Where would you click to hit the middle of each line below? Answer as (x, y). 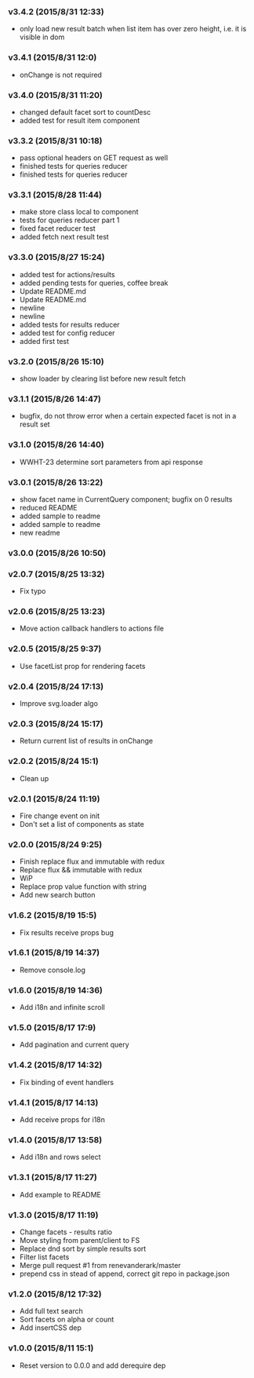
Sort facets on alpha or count (67, 1320)
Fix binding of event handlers (67, 1082)
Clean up (34, 778)
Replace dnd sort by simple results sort (83, 1248)
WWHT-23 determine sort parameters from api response (111, 462)
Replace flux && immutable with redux (81, 870)
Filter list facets (44, 1257)
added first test (44, 341)
